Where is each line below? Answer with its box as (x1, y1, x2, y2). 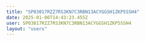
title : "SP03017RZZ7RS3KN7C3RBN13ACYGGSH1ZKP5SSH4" (6, 8, 140, 15)
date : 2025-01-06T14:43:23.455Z (6, 14, 88, 20)
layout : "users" (6, 25, 47, 32)
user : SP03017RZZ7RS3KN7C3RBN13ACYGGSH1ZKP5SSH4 (6, 20, 132, 26)
